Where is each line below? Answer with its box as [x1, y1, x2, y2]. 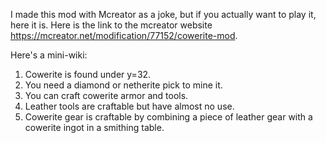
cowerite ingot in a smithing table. [24, 122, 165, 133]
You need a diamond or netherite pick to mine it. [24, 79, 223, 91]
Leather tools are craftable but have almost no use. [24, 100, 235, 112]
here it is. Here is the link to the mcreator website [10, 19, 213, 31]
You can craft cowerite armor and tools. [24, 90, 189, 101]
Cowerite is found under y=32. [24, 69, 152, 80]
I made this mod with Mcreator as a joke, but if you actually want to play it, [10, 9, 317, 20]
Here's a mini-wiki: [10, 49, 88, 61]
